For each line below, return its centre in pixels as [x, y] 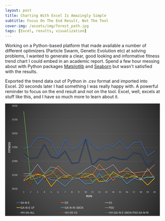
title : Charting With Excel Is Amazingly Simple [56, 15]
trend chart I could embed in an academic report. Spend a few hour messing [82, 61]
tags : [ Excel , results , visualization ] [46, 31]
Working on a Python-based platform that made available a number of [76, 46]
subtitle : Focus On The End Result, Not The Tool [57, 21]
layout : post [18, 10]
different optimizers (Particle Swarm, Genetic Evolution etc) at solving [76, 51]
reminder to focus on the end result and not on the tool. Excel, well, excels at [82, 92]
